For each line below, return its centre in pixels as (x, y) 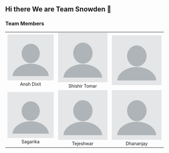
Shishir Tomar (83, 86)
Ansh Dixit (30, 84)
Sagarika (31, 142)
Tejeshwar (83, 143)
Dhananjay (137, 143)
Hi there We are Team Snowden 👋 (58, 9)
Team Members (25, 24)
